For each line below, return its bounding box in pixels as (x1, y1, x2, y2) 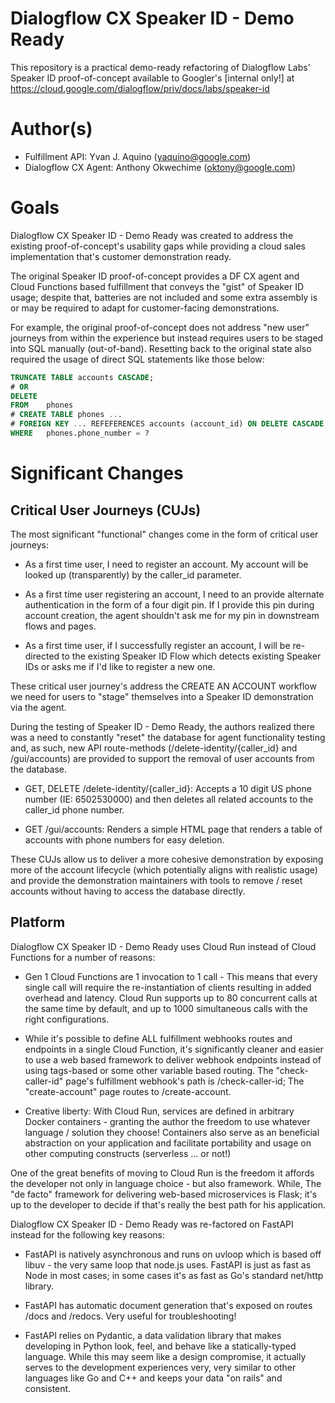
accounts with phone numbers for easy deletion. (24, 833, 225, 846)
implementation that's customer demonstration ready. (10, 250, 232, 262)
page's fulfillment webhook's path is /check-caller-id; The (65, 1075, 305, 1087)
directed (24, 650, 60, 662)
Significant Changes (10, 462, 184, 485)
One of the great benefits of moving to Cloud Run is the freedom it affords (10, 1167, 315, 1179)
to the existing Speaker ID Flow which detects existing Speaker (61, 650, 322, 662)
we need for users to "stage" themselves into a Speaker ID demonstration (10, 690, 314, 702)
